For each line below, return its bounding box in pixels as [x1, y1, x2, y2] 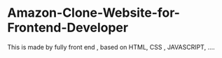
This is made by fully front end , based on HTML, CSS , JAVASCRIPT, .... [7, 43, 215, 51]
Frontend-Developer [7, 20, 128, 36]
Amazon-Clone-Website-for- [7, 5, 181, 21]
